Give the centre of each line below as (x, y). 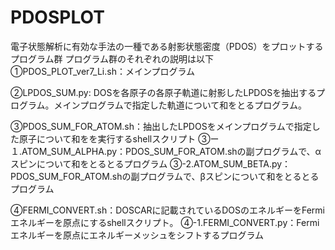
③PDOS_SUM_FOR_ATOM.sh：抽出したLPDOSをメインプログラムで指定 (161, 126)
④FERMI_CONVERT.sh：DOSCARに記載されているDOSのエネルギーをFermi (168, 210)
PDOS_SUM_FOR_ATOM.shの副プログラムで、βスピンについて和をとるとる (165, 176)
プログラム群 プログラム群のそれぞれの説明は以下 (112, 58)
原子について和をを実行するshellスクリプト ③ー (119, 138)
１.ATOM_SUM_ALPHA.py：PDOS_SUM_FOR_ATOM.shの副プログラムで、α (166, 151)
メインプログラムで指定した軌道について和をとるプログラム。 (180, 105)
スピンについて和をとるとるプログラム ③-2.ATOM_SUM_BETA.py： (151, 163)
